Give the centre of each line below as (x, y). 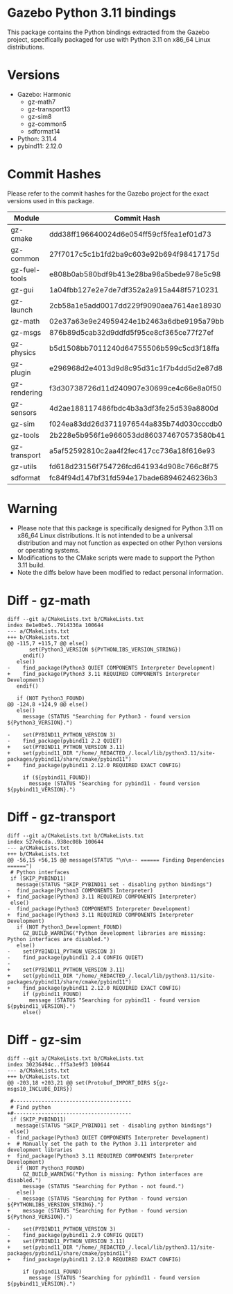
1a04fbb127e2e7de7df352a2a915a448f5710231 (134, 290)
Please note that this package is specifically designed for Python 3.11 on (120, 528)
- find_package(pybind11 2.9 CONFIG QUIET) (76, 1235)
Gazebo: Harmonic (44, 94)
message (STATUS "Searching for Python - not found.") (104, 1186)
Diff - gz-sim (44, 1040)
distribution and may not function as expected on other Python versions (120, 543)
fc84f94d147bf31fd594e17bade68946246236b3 (133, 478)
